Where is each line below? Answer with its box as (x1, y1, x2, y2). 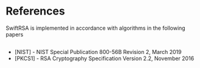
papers (5, 30, 24, 38)
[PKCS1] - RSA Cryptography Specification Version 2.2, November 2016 (14, 55, 195, 62)
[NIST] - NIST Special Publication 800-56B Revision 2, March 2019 (14, 49, 182, 56)
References (5, 4, 65, 18)
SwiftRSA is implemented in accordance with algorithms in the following (5, 24, 186, 32)
